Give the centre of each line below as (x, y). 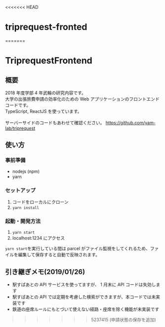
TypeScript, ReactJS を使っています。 (44, 111)
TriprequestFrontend (49, 61)
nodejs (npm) (26, 171)
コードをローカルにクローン (41, 202)
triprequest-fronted (46, 27)
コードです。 (18, 105)
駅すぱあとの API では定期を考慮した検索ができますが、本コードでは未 (84, 297)
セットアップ (21, 190)
